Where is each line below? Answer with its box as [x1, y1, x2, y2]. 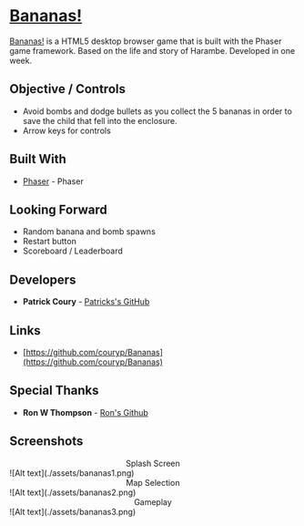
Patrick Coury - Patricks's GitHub [22, 296, 150, 307]
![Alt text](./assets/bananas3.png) [9, 506, 137, 517]
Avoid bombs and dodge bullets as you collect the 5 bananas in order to [22, 106, 293, 117]
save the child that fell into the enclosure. [22, 115, 177, 126]
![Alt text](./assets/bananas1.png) [9, 467, 135, 479]
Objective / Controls [9, 81, 126, 97]
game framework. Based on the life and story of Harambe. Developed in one [9, 45, 296, 56]
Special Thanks [9, 383, 99, 398]
